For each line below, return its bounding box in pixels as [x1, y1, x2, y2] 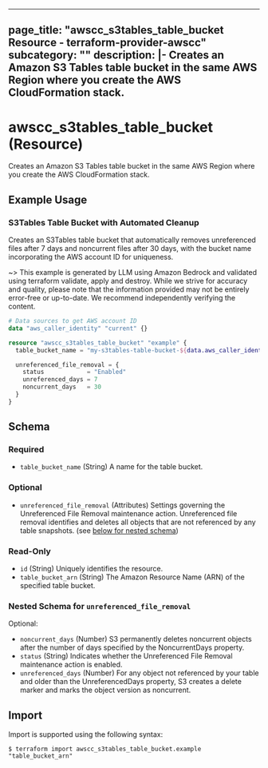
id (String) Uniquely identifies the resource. [19, 564, 164, 574]
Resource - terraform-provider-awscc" [8, 36, 207, 50]
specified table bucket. [19, 581, 96, 591]
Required [8, 444, 45, 456]
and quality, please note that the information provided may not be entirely [8, 285, 250, 294]
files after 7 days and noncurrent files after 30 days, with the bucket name [8, 244, 252, 253]
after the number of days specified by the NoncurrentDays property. [19, 643, 245, 652]
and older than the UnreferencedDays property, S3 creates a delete [19, 677, 242, 686]
